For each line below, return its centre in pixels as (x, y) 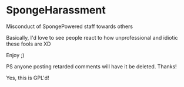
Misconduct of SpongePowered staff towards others (70, 26)
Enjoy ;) (15, 55)
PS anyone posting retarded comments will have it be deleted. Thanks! (92, 66)
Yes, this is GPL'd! (28, 78)
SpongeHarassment (56, 10)
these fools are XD (29, 44)
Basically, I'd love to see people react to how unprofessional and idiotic (92, 37)
